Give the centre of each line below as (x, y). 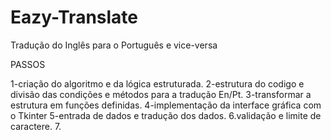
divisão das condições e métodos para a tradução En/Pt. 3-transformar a (161, 94)
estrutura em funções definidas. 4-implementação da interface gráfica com (166, 105)
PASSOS (28, 64)
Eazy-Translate (74, 17)
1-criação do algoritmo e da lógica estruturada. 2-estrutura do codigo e (157, 83)
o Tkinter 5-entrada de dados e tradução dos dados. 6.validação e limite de (166, 115)
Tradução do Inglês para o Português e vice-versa (114, 45)
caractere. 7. (36, 126)
